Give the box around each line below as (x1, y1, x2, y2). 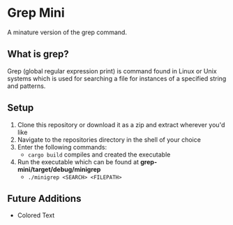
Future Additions (7, 192, 82, 204)
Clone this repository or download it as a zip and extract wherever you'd (17, 120, 225, 129)
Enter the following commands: (17, 143, 107, 151)
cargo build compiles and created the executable (27, 150, 171, 159)
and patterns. (7, 82, 46, 90)
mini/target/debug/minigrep (17, 165, 101, 173)
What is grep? (7, 48, 69, 60)
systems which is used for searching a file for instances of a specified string (7, 74, 227, 82)
